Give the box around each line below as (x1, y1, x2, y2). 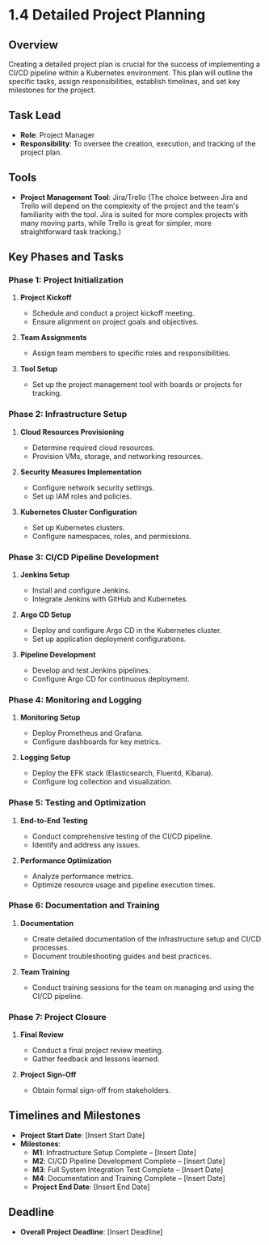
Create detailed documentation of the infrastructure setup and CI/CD (32, 933, 262, 944)
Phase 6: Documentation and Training (8, 900, 160, 911)
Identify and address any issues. (32, 839, 141, 849)
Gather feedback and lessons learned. (32, 1054, 160, 1064)
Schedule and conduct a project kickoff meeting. (32, 308, 195, 318)
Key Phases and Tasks (8, 250, 124, 264)
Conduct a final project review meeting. (32, 1046, 164, 1056)
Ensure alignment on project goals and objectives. (32, 317, 200, 327)
